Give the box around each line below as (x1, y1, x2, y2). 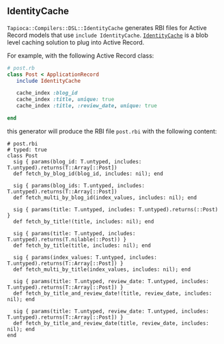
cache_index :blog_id (16, 90, 78, 96)
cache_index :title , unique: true (16, 96, 115, 103)
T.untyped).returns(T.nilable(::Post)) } (7, 236, 127, 243)
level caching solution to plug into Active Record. (7, 38, 145, 47)
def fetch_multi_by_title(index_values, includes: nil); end (13, 266, 191, 273)
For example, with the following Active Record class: (7, 51, 154, 59)
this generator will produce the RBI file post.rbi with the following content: (7, 127, 217, 135)
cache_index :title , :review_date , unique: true (16, 103, 157, 109)
